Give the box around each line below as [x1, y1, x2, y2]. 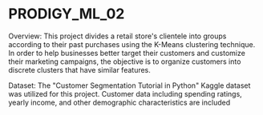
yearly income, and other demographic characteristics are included [8, 97, 231, 107]
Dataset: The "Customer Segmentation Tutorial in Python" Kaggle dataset [8, 81, 251, 90]
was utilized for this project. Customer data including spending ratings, [8, 89, 242, 98]
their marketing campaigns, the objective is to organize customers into [8, 57, 241, 66]
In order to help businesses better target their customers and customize [8, 48, 246, 57]
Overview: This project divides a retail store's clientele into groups [8, 31, 227, 41]
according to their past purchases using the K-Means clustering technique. [8, 39, 256, 49]
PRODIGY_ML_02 [8, 5, 125, 23]
